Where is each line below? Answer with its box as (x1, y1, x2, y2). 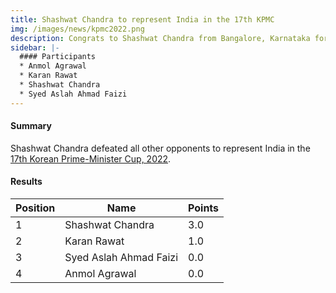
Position (15, 201, 56, 215)
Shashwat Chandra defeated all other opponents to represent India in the (10, 142, 311, 154)
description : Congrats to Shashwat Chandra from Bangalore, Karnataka (10, 33, 311, 43)
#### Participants (19, 52, 97, 62)
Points (188, 201, 220, 215)
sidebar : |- (10, 42, 60, 53)
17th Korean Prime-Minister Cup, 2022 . (10, 152, 172, 165)
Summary (10, 120, 52, 132)
